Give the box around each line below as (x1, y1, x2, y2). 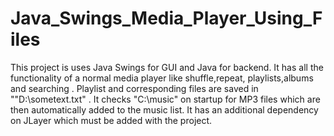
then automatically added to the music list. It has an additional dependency (10, 103, 319, 116)
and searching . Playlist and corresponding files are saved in (10, 82, 259, 94)
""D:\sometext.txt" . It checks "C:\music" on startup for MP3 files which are (10, 93, 321, 105)
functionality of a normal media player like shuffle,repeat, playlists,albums (10, 72, 314, 84)
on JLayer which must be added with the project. (10, 114, 213, 126)
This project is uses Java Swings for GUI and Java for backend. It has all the (10, 61, 324, 73)
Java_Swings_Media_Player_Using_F (10, 7, 323, 30)
